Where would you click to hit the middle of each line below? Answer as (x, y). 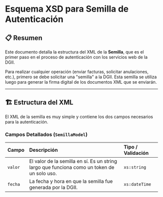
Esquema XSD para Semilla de (67, 9)
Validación (136, 153)
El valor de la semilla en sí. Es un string (73, 161)
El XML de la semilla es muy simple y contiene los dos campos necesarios (79, 116)
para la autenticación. (27, 122)
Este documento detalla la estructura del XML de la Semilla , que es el (74, 52)
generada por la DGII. (53, 187)
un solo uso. (43, 174)
